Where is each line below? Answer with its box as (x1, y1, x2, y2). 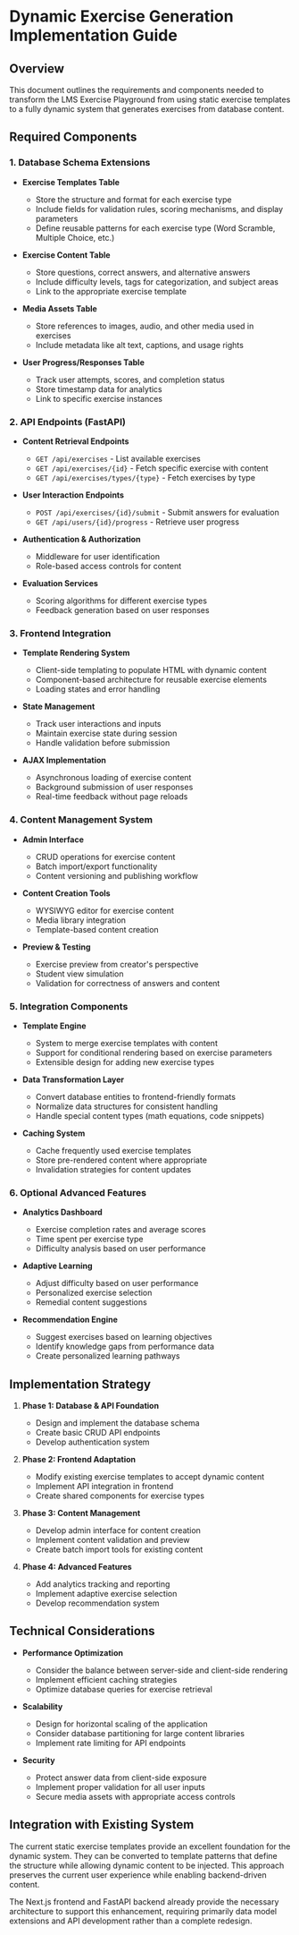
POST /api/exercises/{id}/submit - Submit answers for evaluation (35, 507, 279, 517)
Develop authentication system (35, 1436, 150, 1447)
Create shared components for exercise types (35, 1490, 205, 1501)
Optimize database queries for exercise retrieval (35, 1684, 212, 1694)
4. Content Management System (9, 814, 154, 826)
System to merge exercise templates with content (35, 1037, 219, 1048)
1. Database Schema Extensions (9, 157, 151, 169)
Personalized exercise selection (35, 1287, 153, 1299)
